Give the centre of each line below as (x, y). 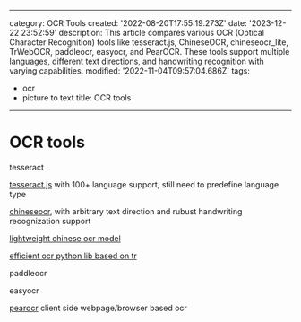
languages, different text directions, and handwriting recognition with (137, 61)
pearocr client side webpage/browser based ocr (99, 308)
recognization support (50, 221)
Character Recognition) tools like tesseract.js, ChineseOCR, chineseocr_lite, (149, 42)
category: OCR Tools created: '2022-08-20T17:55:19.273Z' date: (129, 23)
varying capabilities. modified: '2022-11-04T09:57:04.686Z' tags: (130, 71)
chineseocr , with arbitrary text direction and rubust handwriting (126, 211)
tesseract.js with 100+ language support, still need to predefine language (144, 184)
